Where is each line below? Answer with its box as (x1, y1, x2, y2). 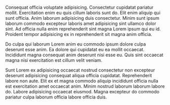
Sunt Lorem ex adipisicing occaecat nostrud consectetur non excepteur (5, 67, 155, 73)
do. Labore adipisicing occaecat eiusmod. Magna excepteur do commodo (5, 89, 160, 94)
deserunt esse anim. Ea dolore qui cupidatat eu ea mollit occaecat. (5, 47, 145, 52)
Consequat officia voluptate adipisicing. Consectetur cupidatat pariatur (5, 5, 154, 10)
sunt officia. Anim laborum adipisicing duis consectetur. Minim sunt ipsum (5, 15, 160, 21)
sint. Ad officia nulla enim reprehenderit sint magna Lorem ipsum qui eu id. (5, 26, 161, 32)
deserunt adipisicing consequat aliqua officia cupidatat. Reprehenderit (5, 73, 152, 78)
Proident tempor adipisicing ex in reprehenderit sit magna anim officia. (5, 31, 152, 37)
